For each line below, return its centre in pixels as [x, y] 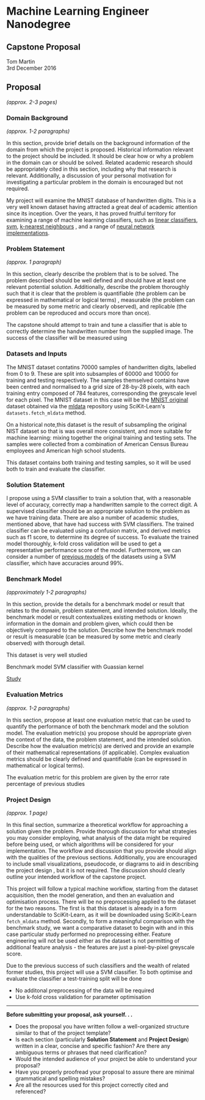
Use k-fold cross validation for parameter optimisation [83, 997]
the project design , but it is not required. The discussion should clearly [96, 870]
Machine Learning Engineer [78, 11]
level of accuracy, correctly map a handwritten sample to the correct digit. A [102, 504]
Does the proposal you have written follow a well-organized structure [102, 1026]
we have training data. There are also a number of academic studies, [93, 518]
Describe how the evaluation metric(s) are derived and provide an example [100, 746]
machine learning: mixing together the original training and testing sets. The [102, 437]
